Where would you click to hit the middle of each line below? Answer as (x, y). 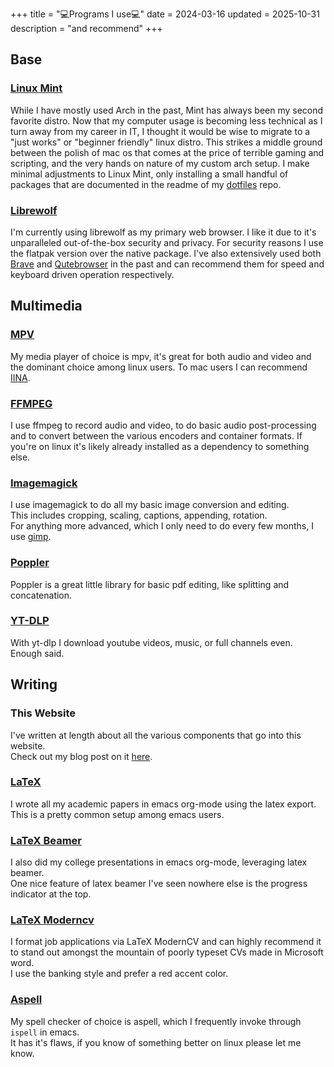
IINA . (20, 377)
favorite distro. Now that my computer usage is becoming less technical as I (166, 120)
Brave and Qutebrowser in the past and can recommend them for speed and (167, 264)
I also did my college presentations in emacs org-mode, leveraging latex (159, 862)
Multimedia (46, 306)
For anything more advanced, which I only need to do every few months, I (162, 526)
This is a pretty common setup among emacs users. (117, 814)
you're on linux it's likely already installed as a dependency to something (160, 446)
